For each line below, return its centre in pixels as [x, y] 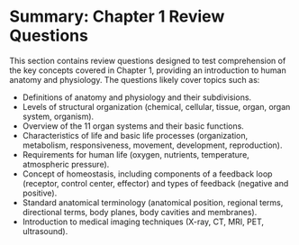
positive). [40, 193]
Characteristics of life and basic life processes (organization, [135, 135]
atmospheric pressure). [66, 164]
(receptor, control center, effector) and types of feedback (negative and [155, 183]
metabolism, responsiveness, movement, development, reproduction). [152, 145]
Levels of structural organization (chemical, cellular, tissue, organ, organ [156, 106]
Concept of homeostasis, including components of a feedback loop [147, 174]
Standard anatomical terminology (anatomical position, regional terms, [153, 202]
